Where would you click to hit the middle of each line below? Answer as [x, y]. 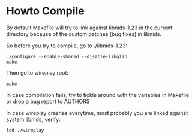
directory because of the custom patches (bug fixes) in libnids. [84, 34]
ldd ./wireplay [25, 130]
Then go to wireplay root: [37, 72]
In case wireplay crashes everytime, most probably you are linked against [97, 113]
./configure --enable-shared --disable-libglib [67, 56]
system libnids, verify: [34, 119]
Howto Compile [46, 11]
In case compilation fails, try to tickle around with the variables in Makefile [98, 95]
